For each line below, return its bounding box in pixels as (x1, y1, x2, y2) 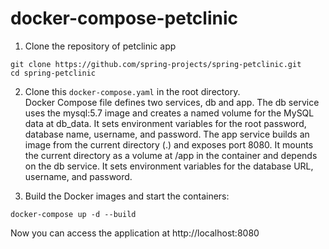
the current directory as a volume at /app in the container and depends (24, 149, 318, 161)
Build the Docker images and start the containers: (24, 190, 230, 202)
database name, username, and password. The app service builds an (24, 128, 310, 140)
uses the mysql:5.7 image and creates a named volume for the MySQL (24, 107, 315, 119)
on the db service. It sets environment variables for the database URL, (24, 160, 314, 172)
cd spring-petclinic (10, 68, 97, 78)
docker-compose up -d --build (10, 209, 137, 219)
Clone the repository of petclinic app (24, 40, 177, 52)
